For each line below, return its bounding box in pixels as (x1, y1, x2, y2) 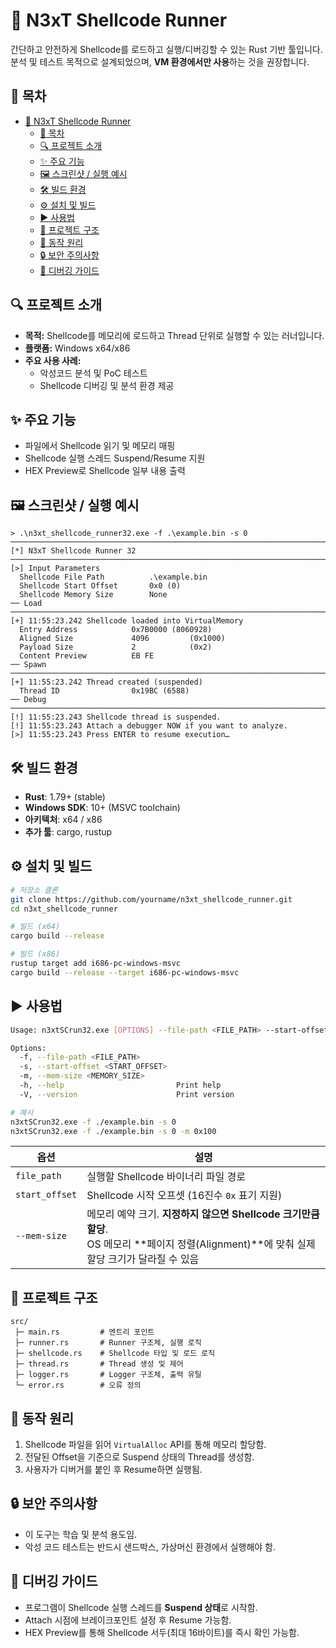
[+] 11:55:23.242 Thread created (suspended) (10, 677, 203, 688)
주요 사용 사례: (24, 354, 82, 366)
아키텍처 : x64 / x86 (24, 814, 103, 825)
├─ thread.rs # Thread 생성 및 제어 (14, 1359, 184, 1369)
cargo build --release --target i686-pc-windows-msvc (10, 967, 240, 978)
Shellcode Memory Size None (19, 590, 168, 600)
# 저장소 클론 (10, 885, 59, 895)
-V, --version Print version (19, 1089, 235, 1099)
